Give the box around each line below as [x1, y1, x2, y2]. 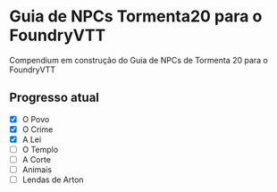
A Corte [21, 154, 52, 164]
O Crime [21, 123, 54, 135]
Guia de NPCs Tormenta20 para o [9, 6, 263, 27]
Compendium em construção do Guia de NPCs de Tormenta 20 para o [9, 54, 268, 65]
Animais [21, 164, 53, 175]
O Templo [21, 144, 59, 154]
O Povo [21, 113, 50, 124]
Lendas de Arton [21, 174, 84, 185]
